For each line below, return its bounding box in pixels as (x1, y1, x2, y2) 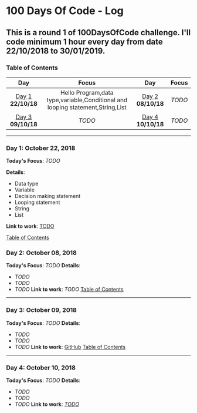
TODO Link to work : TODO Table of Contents (14, 286, 124, 293)
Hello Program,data (60, 88, 114, 96)
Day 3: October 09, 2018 (6, 306, 77, 314)
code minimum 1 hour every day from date (6, 36, 163, 46)
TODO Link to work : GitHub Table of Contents (14, 343, 126, 350)
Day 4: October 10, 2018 (6, 363, 76, 371)
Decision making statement (14, 193, 81, 200)
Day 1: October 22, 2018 (6, 144, 76, 152)
